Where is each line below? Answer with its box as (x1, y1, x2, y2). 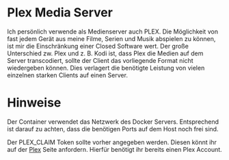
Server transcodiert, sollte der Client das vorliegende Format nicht (7, 56, 193, 64)
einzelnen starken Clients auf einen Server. (7, 70, 129, 79)
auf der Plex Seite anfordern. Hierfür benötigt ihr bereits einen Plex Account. (7, 145, 222, 153)
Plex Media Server (7, 5, 113, 21)
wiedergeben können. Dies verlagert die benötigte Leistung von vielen (7, 64, 205, 72)
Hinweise (7, 95, 62, 111)
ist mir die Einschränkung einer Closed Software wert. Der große (7, 42, 189, 50)
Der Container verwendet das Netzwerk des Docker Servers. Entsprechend (7, 118, 219, 126)
